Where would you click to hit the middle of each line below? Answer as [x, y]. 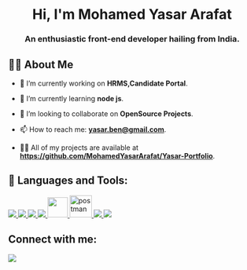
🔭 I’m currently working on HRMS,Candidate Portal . [103, 83]
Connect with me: [53, 240]
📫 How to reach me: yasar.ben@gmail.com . [93, 129]
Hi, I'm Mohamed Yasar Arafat [132, 15]
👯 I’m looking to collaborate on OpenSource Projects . [107, 113]
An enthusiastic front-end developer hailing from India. [132, 39]
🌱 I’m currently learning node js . [72, 98]
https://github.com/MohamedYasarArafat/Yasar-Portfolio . [117, 155]
